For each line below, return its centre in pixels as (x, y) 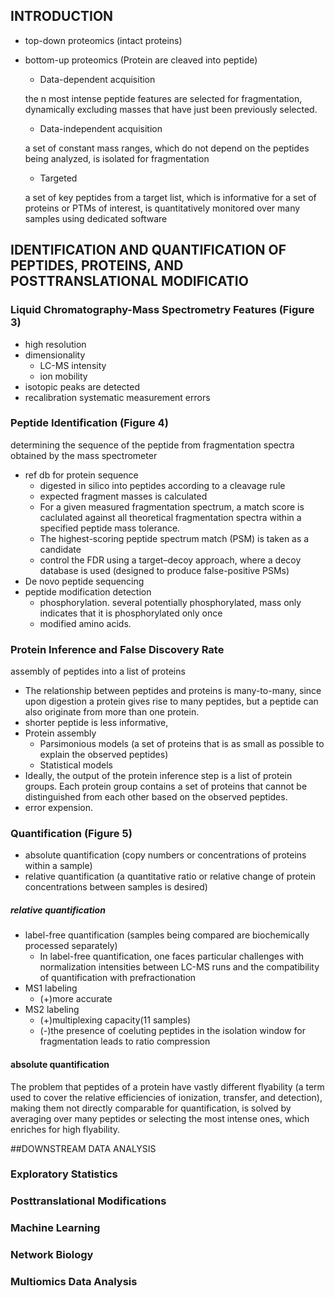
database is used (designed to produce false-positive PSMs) (164, 570)
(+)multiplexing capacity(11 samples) (115, 1020)
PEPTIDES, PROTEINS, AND (97, 265)
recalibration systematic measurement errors (117, 397)
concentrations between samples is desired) (116, 887)
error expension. (59, 808)
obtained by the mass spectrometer (84, 455)
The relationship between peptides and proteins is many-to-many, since (173, 691)
